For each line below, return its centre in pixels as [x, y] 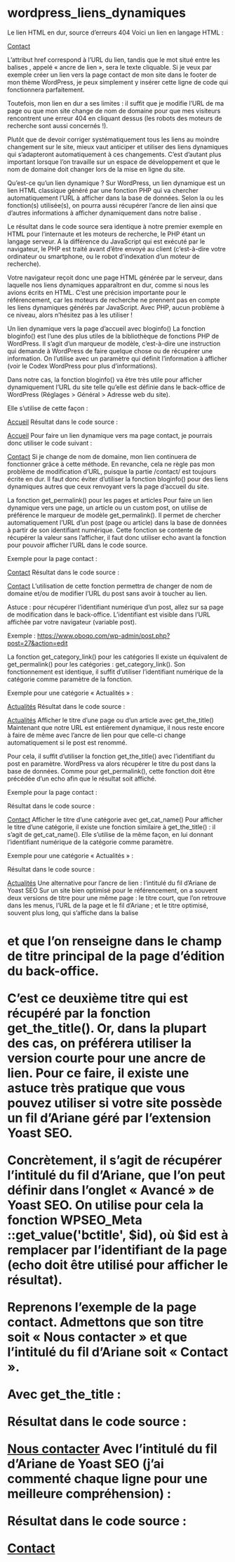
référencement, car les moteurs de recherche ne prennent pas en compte [114, 300]
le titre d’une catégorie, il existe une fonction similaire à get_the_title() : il [112, 827]
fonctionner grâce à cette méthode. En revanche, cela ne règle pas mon [111, 464]
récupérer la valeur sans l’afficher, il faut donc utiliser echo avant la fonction [117, 537]
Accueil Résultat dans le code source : [62, 422]
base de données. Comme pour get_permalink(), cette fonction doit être [111, 771]
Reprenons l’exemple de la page [102, 1308]
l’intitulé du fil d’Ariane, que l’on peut [116, 1175]
